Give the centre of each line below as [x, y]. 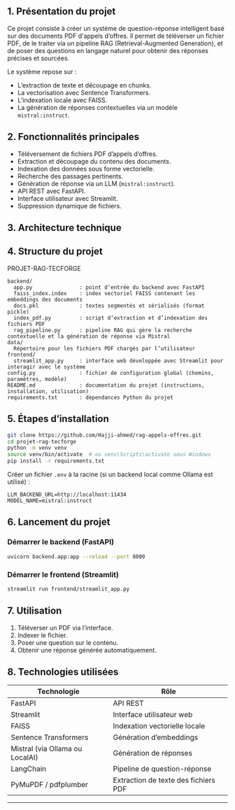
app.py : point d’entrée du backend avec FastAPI [109, 287]
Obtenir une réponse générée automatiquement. [87, 650]
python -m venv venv [37, 448]
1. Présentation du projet [62, 12]
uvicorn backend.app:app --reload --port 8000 [76, 556]
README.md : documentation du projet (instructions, [106, 385]
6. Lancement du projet [59, 522]
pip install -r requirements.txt [56, 461]
